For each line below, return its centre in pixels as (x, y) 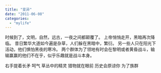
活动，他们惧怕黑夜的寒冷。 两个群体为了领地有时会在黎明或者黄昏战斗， (78, 49)
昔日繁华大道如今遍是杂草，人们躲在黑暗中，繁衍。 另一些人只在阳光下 (85, 44)
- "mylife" (20, 23)
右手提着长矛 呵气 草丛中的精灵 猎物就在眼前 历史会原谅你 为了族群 (72, 66)
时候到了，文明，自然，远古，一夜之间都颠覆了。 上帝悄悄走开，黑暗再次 (78, 37)
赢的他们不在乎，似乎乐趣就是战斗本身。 (54, 56)
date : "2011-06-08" (25, 14)
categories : (17, 18)
